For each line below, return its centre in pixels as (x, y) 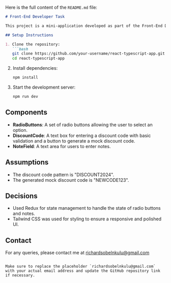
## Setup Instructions (29, 35)
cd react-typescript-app (38, 59)
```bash (20, 49)
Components (26, 112)
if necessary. (20, 275)
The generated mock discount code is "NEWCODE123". (71, 180)
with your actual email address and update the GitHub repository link (83, 271)
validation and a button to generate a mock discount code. (74, 141)
